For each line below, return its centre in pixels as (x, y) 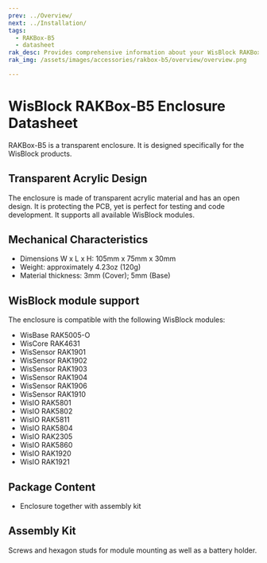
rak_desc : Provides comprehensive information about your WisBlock (122, 52)
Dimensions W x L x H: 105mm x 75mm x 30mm (98, 258)
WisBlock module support (74, 300)
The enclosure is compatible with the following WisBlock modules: (117, 320)
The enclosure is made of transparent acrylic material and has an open (124, 198)
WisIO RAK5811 (44, 420)
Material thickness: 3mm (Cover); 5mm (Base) (95, 276)
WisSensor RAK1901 (52, 352)
